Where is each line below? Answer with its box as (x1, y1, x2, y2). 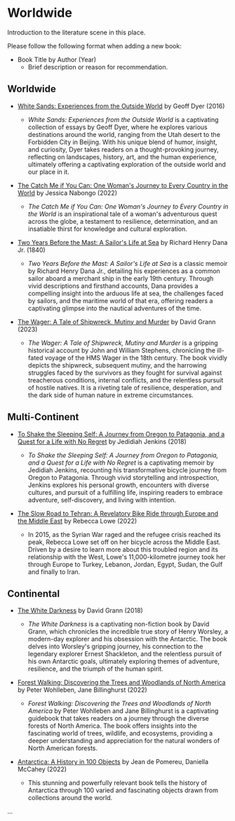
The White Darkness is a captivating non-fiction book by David (27, 620, 210, 629)
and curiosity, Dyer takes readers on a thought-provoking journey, (27, 145, 219, 154)
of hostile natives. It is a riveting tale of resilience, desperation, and (27, 383, 222, 392)
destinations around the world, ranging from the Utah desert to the (27, 130, 221, 138)
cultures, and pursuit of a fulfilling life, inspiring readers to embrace (27, 488, 223, 496)
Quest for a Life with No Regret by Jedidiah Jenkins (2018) (17, 437, 187, 446)
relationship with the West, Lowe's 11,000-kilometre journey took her (27, 552, 226, 561)
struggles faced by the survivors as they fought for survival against (27, 368, 222, 377)
